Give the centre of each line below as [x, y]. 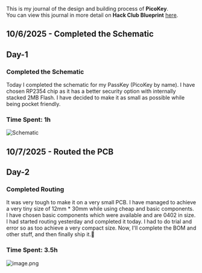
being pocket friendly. [33, 104]
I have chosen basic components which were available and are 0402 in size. [101, 215]
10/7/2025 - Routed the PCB [60, 152]
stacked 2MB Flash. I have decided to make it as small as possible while [96, 98]
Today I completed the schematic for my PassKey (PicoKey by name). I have [101, 85]
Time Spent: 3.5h [32, 250]
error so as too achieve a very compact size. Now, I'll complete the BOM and [101, 228]
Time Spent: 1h [29, 120]
